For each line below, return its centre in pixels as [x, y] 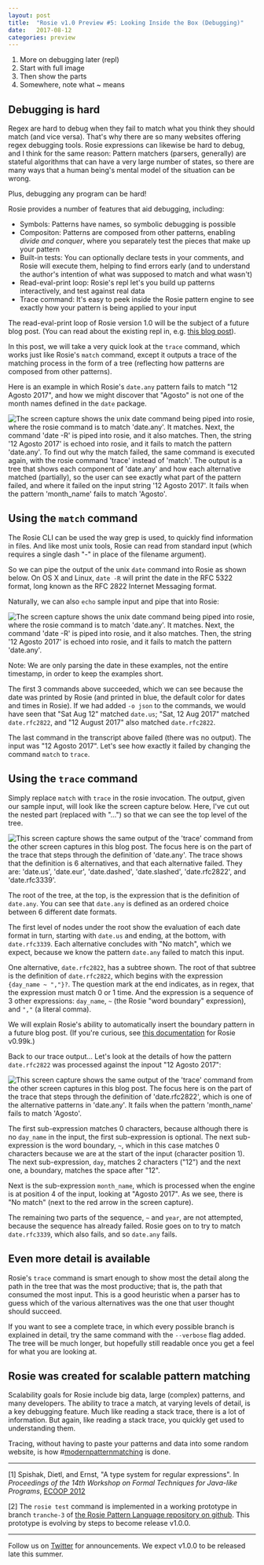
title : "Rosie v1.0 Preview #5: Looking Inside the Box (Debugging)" [126, 23]
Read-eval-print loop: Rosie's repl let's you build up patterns [117, 283]
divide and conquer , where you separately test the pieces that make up [135, 241]
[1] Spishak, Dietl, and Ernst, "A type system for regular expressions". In [124, 1475]
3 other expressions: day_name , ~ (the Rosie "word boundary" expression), [127, 1001]
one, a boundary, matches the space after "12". [84, 1170]
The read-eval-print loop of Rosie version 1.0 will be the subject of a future [129, 323]
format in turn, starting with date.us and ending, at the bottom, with [117, 935]
